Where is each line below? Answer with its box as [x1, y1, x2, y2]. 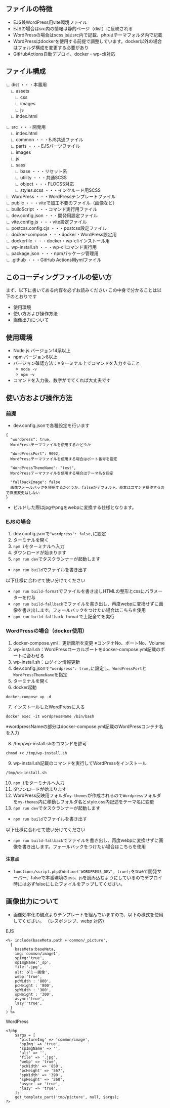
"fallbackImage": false [10, 480, 60, 485]
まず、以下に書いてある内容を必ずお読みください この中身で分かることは [6, 287, 157, 293]
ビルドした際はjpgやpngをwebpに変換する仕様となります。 [13, 504, 137, 510]
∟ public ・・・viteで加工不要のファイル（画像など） [6, 199, 117, 206]
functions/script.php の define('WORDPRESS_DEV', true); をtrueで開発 [13, 868, 157, 874]
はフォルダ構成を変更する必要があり [13, 45, 89, 51]
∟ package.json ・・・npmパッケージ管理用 [6, 250, 99, 257]
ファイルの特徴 [6, 5, 53, 14]
